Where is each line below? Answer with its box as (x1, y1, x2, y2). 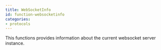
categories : (5, 16, 30, 21)
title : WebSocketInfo (5, 7, 51, 12)
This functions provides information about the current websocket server (5, 35, 156, 41)
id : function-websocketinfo (5, 12, 65, 17)
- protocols (5, 21, 30, 26)
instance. (5, 40, 25, 46)
